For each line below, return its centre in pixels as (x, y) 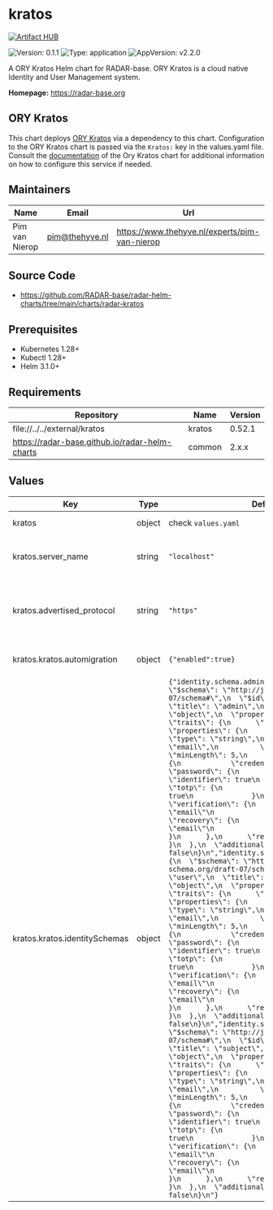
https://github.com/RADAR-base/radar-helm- (96, 295)
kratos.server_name (50, 557)
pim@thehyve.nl (78, 236)
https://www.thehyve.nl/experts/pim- (188, 231)
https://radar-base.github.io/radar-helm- (92, 442)
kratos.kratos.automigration (65, 659)
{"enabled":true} (202, 659)
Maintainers (40, 189)
